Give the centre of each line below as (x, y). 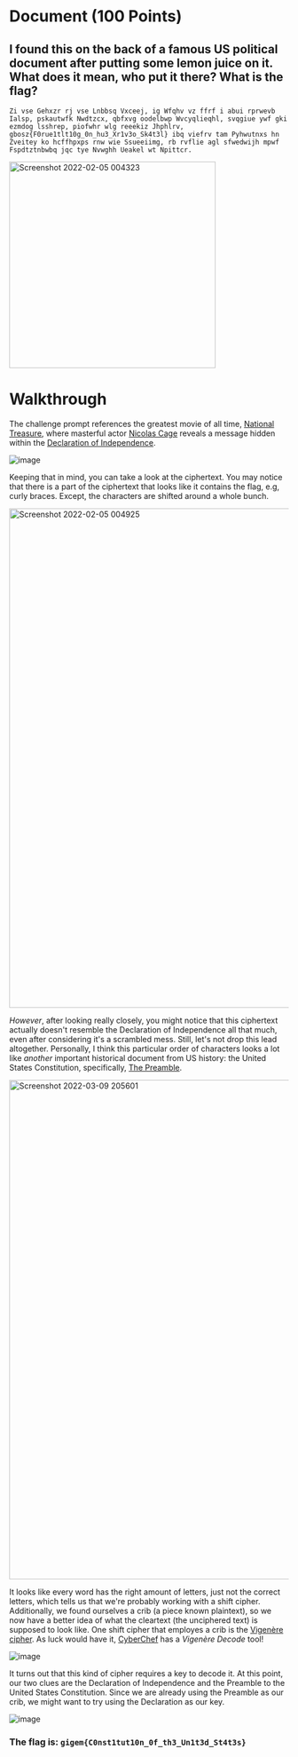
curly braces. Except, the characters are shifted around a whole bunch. (139, 495)
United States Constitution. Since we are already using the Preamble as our (146, 1692)
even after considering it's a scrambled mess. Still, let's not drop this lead (143, 1039)
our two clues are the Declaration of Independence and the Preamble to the (147, 1682)
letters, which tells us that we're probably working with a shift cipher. (135, 1601)
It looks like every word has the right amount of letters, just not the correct (145, 1592)
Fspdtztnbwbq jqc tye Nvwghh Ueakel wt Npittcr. (101, 150)
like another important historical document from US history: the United (138, 1057)
